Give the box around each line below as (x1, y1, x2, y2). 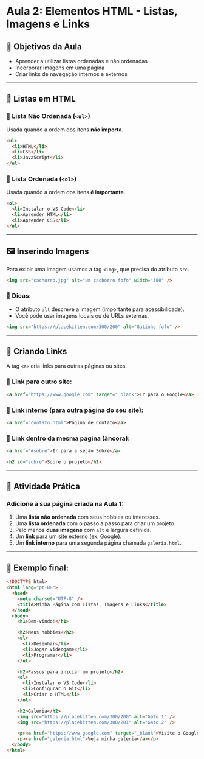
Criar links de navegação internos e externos (15, 71, 127, 77)
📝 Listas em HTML (6, 94, 76, 104)
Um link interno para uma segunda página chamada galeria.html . (15, 539, 182, 547)
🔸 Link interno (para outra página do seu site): (6, 406, 144, 414)
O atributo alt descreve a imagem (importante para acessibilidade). (15, 306, 185, 313)
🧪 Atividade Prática (6, 481, 80, 492)
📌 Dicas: (6, 292, 32, 300)
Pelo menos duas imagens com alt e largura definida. (15, 526, 152, 534)
